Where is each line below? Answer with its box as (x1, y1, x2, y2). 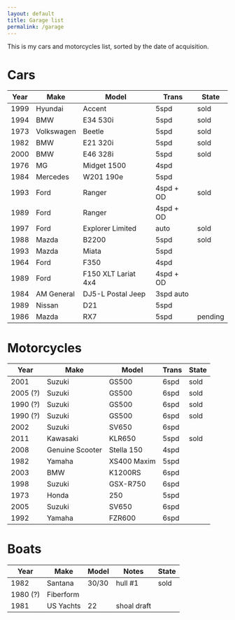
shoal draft (115, 601, 152, 611)
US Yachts (46, 601, 81, 611)
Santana (46, 578, 74, 588)
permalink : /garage (7, 23, 64, 30)
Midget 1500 (83, 161, 127, 171)
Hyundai (36, 104, 64, 114)
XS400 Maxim (108, 456, 156, 466)
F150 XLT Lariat (83, 269, 136, 279)
